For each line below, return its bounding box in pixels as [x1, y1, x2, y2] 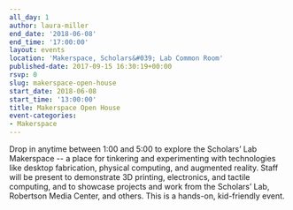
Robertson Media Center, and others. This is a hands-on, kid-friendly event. [9, 191, 285, 201]
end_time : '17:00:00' [9, 37, 89, 47]
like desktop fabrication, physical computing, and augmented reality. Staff [9, 162, 279, 173]
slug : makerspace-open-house [9, 79, 117, 87]
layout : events [9, 46, 66, 55]
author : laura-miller [9, 21, 89, 30]
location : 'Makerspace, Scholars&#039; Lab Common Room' [9, 54, 224, 63]
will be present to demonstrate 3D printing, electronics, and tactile [9, 172, 251, 182]
